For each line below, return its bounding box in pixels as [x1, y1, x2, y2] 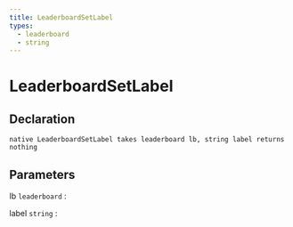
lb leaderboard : [9, 191, 67, 201]
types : [9, 21, 34, 30]
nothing [9, 143, 38, 152]
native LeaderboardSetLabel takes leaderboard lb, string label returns [9, 135, 285, 144]
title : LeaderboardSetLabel [9, 12, 114, 22]
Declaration [9, 111, 76, 126]
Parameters [9, 166, 76, 182]
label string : [9, 208, 58, 219]
